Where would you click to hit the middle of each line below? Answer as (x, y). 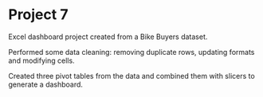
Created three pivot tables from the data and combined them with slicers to (131, 76)
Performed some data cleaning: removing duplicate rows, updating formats (131, 52)
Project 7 (38, 15)
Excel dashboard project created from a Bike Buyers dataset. (108, 37)
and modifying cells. (41, 60)
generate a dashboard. (46, 84)
